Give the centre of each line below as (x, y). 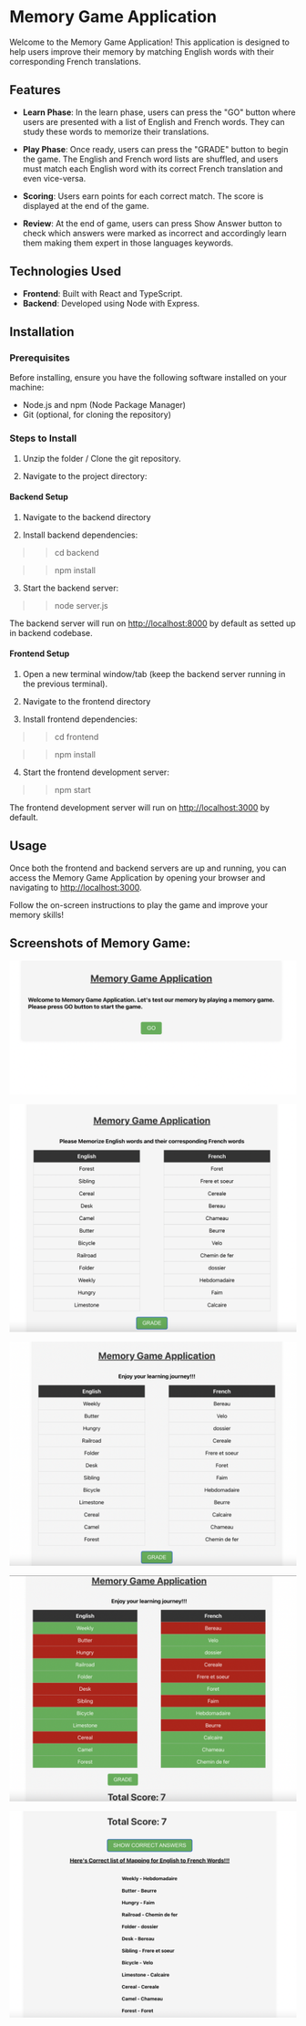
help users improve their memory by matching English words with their (142, 51)
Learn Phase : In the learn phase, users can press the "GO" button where (159, 112)
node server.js (81, 605)
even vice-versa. (54, 178)
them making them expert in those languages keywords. (128, 243)
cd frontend (76, 736)
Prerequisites (40, 358)
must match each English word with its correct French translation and (153, 168)
